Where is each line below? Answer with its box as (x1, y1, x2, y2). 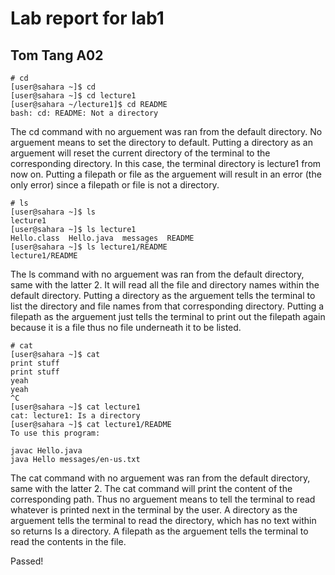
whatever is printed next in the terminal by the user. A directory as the (10, 504, 298, 516)
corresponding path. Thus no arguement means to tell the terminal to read (10, 493, 316, 505)
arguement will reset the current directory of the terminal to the (10, 147, 271, 159)
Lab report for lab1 (10, 7, 165, 30)
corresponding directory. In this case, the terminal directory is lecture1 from (10, 158, 322, 169)
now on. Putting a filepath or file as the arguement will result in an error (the (10, 168, 322, 180)
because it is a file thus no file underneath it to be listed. (10, 322, 242, 333)
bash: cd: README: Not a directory (10, 108, 159, 118)
